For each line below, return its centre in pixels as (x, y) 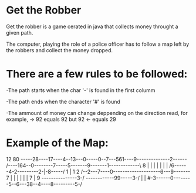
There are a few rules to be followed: (97, 74)
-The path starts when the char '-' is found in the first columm (81, 90)
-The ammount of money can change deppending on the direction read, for (97, 113)
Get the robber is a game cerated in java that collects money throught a (92, 26)
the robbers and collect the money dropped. (60, 50)
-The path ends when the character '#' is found (63, 101)
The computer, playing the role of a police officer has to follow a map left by (98, 44)
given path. (20, 32)
